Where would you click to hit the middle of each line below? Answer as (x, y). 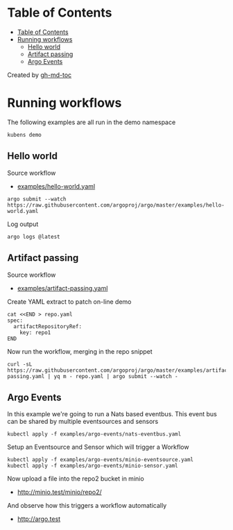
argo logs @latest (34, 237)
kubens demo (24, 135)
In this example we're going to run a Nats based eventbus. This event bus (112, 414)
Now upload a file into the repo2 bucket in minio (76, 479)
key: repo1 (35, 332)
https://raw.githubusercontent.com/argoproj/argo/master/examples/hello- (116, 205)
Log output (23, 224)
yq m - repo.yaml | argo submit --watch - (116, 376)
